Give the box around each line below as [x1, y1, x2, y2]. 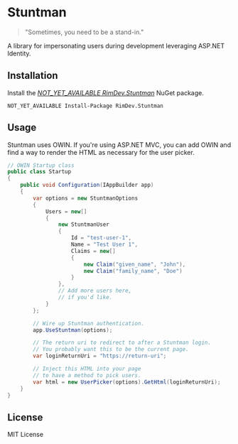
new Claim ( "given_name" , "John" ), [83, 261, 186, 268]
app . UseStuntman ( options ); [33, 326, 113, 334]
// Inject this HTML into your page [33, 365, 141, 373]
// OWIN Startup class [7, 161, 75, 169]
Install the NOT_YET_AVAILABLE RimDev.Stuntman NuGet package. [7, 88, 204, 97]
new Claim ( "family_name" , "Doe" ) [83, 267, 183, 274]
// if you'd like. [58, 294, 113, 301]
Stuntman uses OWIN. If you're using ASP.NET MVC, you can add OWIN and [7, 140, 232, 149]
